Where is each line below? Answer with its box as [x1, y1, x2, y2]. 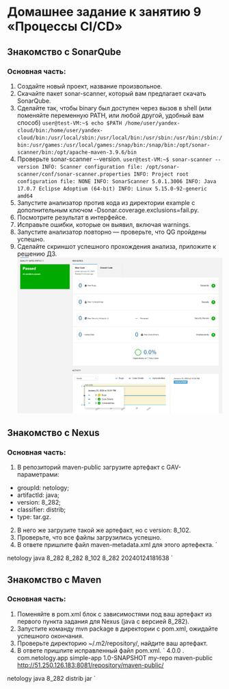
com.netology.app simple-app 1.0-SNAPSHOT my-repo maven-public [16, 653, 213, 662]
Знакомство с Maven [7, 574, 102, 585]
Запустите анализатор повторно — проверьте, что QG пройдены [16, 228, 207, 236]
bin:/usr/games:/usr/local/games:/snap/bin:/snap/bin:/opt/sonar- [16, 141, 211, 148]
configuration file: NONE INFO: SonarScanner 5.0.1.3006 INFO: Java [16, 178, 217, 185]
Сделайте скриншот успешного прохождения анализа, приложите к [16, 242, 217, 250]
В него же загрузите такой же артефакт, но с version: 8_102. [16, 526, 191, 535]
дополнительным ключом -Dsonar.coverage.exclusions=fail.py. [16, 206, 200, 214]
